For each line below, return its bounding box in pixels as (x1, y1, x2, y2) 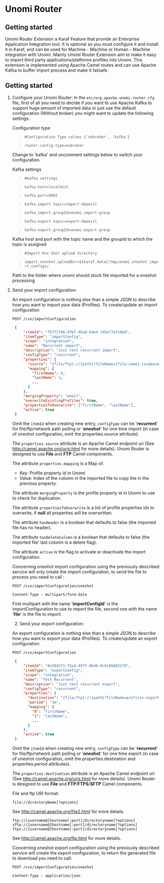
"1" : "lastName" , (32, 714, 68, 718)
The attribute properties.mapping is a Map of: (12, 461, 104, 467)
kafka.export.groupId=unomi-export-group (24, 227, 110, 232)
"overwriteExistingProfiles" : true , (23, 398, 98, 403)
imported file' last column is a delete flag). (12, 539, 97, 546)
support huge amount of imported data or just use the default (12, 105, 136, 111)
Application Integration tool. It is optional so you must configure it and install (5, 41, 159, 47)
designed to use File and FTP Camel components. (12, 451, 114, 457)
